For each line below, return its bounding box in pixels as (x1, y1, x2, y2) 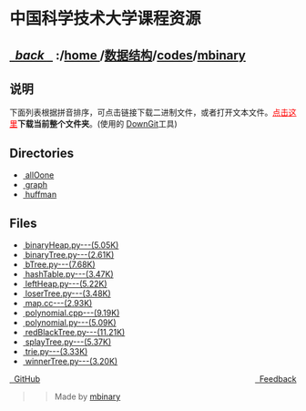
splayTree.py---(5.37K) (25, 336, 112, 347)
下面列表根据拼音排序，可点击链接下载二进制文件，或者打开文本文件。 (9, 107, 273, 118)
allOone (25, 170, 55, 180)
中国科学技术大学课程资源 (9, 8, 202, 29)
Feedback (259, 374, 297, 385)
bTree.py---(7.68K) (25, 259, 96, 270)
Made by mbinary (54, 391, 121, 402)
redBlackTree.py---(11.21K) (25, 327, 126, 338)
